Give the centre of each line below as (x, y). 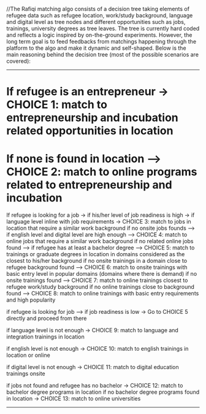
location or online (28, 355)
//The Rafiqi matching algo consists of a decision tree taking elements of (98, 9)
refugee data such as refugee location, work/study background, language (100, 15)
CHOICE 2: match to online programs (102, 172)
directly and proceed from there (47, 318)
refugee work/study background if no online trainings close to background (101, 287)
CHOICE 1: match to (57, 105)
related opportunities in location (90, 131)
